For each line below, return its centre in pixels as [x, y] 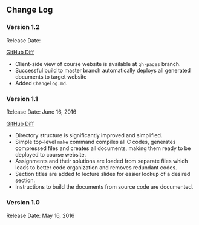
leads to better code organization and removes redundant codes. [96, 167]
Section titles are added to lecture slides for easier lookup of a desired [103, 174]
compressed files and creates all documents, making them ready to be [103, 148]
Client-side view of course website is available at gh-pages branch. [98, 64]
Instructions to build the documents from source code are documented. [104, 186]
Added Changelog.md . [41, 83]
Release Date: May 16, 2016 [41, 216]
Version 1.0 [23, 202]
